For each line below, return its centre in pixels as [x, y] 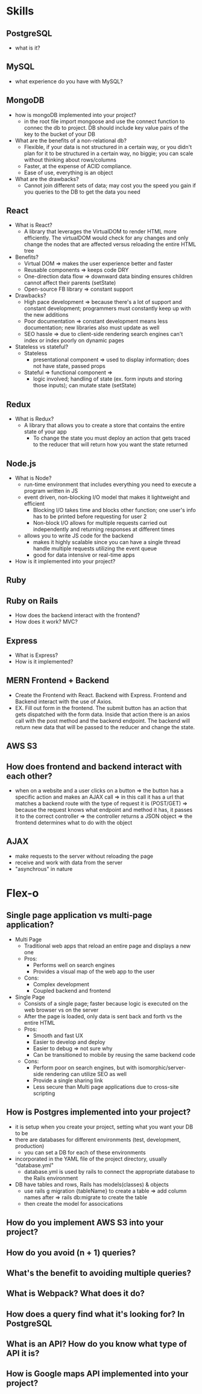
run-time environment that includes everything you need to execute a [110, 484]
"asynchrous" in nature [44, 869]
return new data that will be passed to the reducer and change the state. [105, 727]
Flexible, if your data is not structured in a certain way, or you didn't [108, 147]
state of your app [46, 432]
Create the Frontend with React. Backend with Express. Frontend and [101, 695]
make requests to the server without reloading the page [84, 856]
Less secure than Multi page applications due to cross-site [106, 1086]
